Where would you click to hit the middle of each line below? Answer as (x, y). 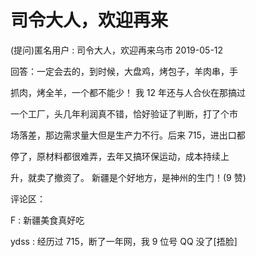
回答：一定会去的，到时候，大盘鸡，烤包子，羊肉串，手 (124, 71)
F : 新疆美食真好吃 (47, 220)
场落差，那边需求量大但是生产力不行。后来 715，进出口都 (128, 135)
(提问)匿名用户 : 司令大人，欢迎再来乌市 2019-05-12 (117, 50)
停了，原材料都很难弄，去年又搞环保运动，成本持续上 (120, 156)
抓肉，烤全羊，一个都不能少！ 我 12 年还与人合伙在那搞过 (128, 92)
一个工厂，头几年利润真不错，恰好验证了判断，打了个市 (124, 113)
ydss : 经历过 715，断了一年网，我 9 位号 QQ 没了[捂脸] (124, 241)
